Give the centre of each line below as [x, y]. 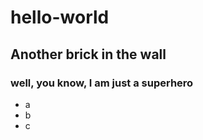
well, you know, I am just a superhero [102, 83]
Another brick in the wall [88, 54]
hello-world [60, 17]
